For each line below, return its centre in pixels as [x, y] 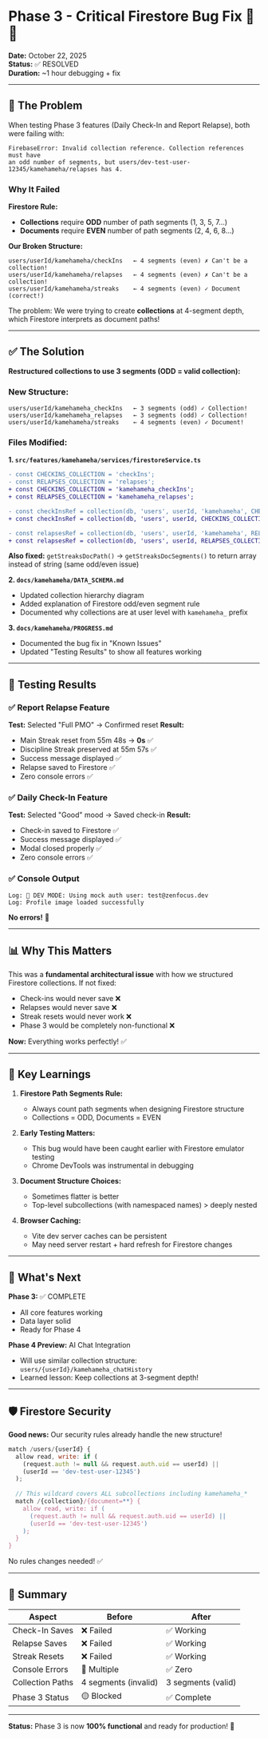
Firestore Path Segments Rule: [71, 1094]
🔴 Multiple [100, 1669]
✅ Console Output [44, 879]
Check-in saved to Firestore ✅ [69, 831]
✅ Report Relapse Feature [59, 707]
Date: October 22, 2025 [47, 55]
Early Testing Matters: [57, 1133]
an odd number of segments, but [62, 162]
